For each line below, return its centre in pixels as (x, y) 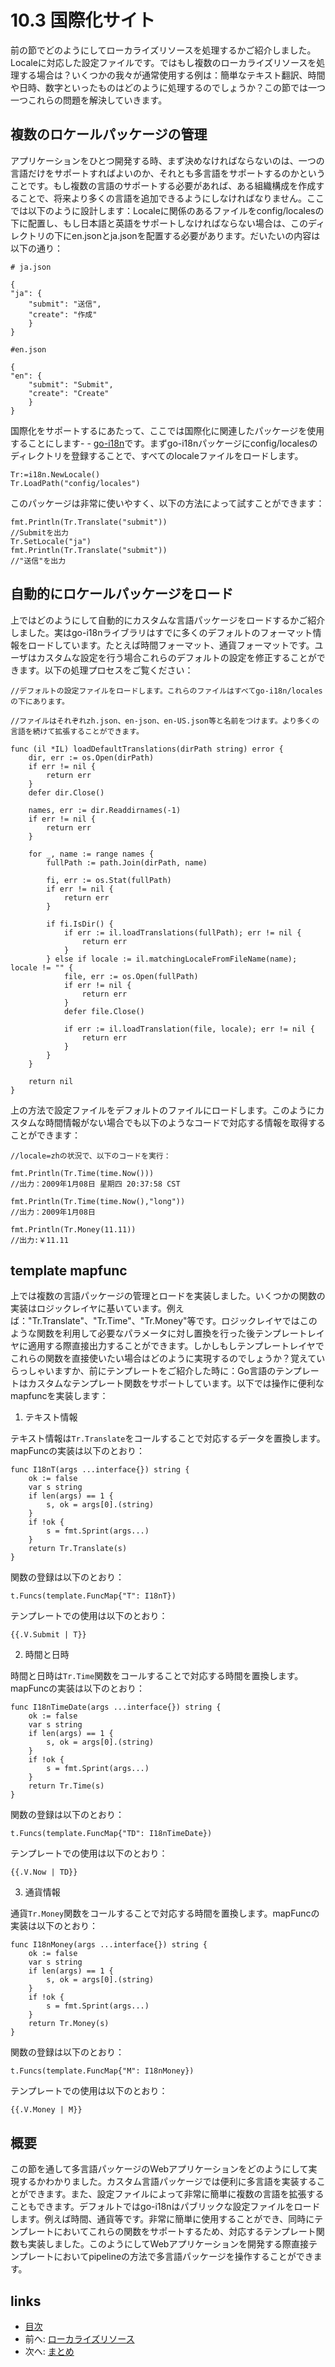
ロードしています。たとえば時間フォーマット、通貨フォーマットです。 (171, 645)
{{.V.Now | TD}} (44, 1872)
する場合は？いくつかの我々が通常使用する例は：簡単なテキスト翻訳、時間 (172, 75)
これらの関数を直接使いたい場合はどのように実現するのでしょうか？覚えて (163, 1358)
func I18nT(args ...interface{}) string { (100, 1470)
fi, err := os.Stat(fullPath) (109, 880)
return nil (51, 1081)
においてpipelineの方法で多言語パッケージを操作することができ (183, 2257)
